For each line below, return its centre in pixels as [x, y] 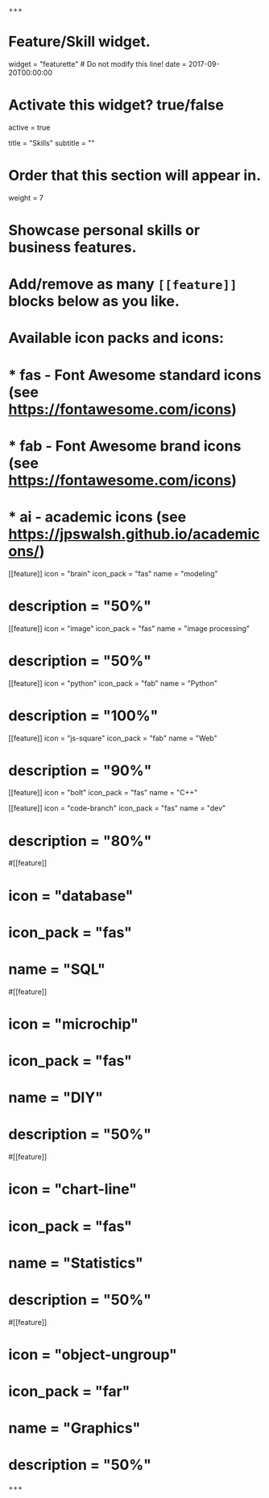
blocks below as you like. [94, 301]
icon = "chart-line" [72, 1189]
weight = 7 [26, 197]
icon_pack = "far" [69, 1391]
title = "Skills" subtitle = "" [52, 142]
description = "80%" [80, 841]
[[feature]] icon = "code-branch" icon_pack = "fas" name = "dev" [117, 808]
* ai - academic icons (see [97, 517]
